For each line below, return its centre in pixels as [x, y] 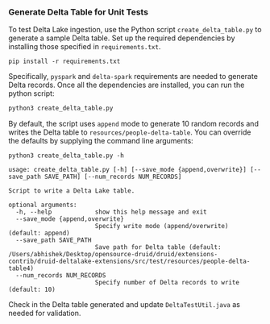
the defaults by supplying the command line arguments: [101, 141]
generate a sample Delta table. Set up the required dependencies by [122, 38]
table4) [21, 268]
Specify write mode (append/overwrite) [162, 226]
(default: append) [39, 233]
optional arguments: [43, 205]
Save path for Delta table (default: [158, 247]
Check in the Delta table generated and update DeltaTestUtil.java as [124, 305]
